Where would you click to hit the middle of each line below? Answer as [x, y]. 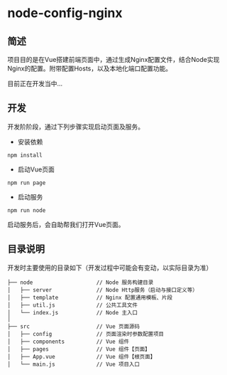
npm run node [27, 210]
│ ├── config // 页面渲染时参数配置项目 [86, 334]
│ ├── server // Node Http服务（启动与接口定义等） [103, 290]
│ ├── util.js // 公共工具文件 [73, 305]
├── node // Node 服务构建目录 [81, 282]
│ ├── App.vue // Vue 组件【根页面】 [82, 356]
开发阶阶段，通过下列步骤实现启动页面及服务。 [76, 127]
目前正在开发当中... [35, 84]
